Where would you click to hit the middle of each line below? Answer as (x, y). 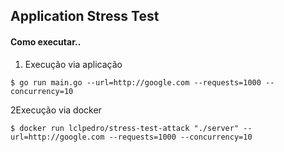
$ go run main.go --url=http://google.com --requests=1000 (136, 82)
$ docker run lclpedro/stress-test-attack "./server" (125, 128)
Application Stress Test (85, 16)
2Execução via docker (56, 110)
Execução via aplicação (73, 64)
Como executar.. (46, 41)
